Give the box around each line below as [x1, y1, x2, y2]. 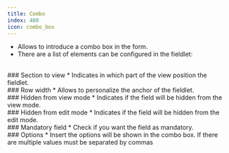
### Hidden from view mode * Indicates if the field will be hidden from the [7, 93, 223, 102]
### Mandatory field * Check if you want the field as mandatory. [7, 124, 194, 132]
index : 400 [7, 17, 39, 24]
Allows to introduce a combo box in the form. [17, 43, 148, 51]
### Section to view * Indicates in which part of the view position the [7, 71, 207, 79]
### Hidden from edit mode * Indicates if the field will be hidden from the [7, 108, 220, 117]
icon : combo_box [7, 23, 55, 30]
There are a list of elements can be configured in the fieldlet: [17, 50, 193, 58]
